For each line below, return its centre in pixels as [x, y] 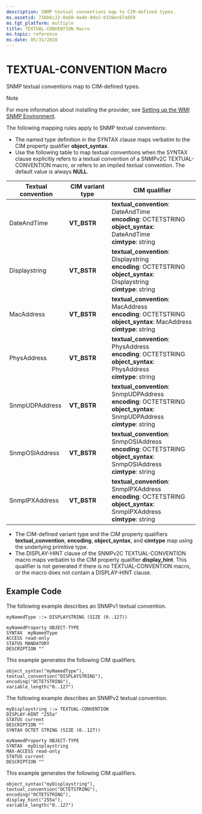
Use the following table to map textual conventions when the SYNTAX [101, 152]
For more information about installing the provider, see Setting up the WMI [98, 110]
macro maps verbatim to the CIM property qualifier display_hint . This [101, 560]
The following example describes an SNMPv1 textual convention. [86, 606]
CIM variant [87, 186]
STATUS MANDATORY [28, 643]
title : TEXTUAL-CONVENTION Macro [48, 29]
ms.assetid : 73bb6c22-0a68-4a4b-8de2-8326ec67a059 [71, 17]
